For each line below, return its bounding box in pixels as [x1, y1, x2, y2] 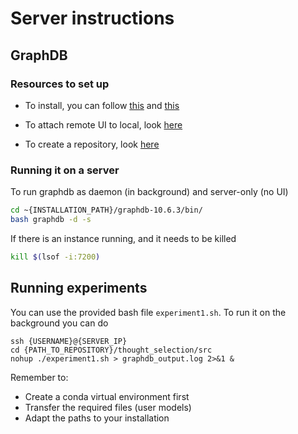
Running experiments [10, 280, 148, 297]
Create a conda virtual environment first [24, 390, 190, 402]
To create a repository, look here [24, 138, 160, 150]
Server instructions [10, 7, 175, 30]
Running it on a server [10, 163, 120, 177]
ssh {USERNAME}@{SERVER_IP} [10, 336, 128, 346]
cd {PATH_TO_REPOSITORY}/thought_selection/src [10, 345, 213, 355]
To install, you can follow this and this [24, 99, 180, 111]
